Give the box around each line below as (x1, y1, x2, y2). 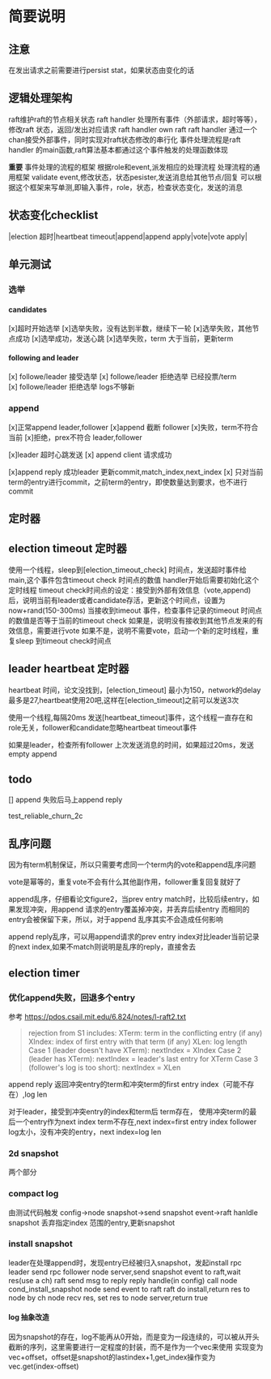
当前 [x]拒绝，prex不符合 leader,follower (8, 432, 143, 442)
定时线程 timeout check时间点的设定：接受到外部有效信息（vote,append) (8, 585, 252, 595)
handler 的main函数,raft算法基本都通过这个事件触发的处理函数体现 (8, 144, 228, 154)
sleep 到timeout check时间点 (15, 636, 112, 645)
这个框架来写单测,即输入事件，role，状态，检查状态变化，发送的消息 (15, 182, 243, 192)
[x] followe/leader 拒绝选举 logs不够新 (8, 382, 135, 392)
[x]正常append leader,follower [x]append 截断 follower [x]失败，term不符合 (8, 422, 259, 432)
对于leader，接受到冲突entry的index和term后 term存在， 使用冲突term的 (8, 1106, 250, 1116)
